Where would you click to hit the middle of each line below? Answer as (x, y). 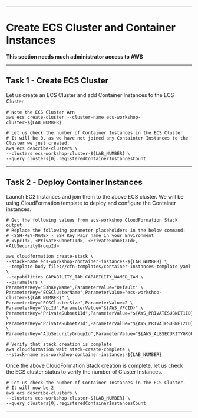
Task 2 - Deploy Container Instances (74, 182)
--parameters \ (25, 282)
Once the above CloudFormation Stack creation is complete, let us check (95, 365)
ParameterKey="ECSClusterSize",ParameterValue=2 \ (70, 303)
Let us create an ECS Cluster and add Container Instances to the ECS (90, 95)
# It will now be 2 (30, 388)
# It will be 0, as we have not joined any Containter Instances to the (97, 138)
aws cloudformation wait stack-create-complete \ (68, 349)
